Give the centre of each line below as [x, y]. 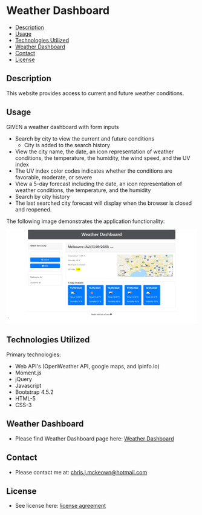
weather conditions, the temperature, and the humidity [83, 190]
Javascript [28, 385]
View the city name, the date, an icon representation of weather [94, 151]
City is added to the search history [67, 145]
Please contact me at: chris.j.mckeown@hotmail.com [81, 472]
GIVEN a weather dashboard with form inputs [63, 127]
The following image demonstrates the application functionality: [86, 221]
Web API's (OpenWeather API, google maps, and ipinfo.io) [87, 366]
